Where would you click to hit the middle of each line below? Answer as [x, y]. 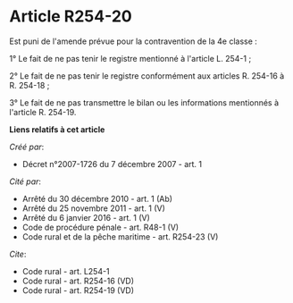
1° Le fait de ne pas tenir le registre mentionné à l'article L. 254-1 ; [130, 58]
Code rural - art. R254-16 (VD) [78, 281]
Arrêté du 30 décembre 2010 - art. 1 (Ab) [97, 198]
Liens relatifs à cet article [57, 129]
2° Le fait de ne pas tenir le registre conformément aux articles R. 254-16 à [147, 76]
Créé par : [27, 147]
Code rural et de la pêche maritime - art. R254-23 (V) [120, 236]
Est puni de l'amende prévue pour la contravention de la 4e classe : [133, 41]
